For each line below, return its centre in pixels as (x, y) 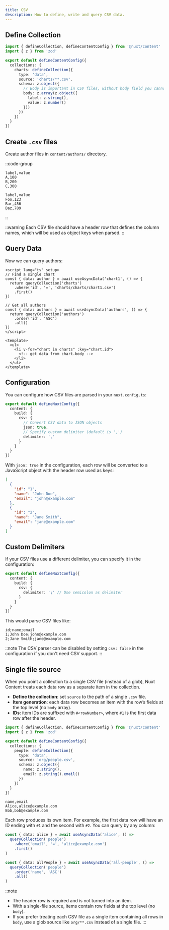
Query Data (23, 248)
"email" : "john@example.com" (45, 498)
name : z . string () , (43, 770)
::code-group (19, 164)
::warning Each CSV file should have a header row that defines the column (82, 227)
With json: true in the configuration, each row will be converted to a (76, 465)
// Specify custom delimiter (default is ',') (73, 432)
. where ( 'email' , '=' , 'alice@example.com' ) (61, 844)
